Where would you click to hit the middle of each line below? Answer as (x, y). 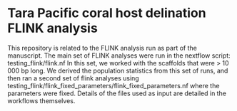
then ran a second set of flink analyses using (73, 78)
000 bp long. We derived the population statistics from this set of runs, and (118, 70)
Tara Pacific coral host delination (107, 13)
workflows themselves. (41, 100)
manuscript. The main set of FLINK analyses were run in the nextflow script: (119, 55)
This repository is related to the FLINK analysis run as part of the (102, 48)
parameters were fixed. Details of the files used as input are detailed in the (117, 93)
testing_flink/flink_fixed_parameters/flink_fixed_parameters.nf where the (114, 85)
